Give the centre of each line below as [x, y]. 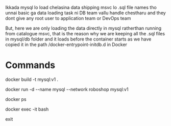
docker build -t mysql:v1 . [32, 79]
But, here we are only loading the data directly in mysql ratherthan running [83, 28]
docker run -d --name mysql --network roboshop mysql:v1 [67, 89]
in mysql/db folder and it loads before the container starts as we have [78, 39]
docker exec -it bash [27, 109]
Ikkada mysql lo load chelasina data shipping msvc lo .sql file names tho [81, 7]
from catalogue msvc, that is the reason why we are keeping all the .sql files [85, 34]
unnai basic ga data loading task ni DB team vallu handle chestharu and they [86, 13]
